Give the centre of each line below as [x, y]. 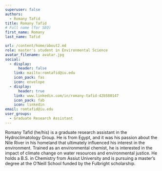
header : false [32, 68]
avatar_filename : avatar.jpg [35, 55]
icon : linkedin [29, 105]
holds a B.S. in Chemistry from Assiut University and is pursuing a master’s [80, 158]
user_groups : [18, 114]
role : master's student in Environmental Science [57, 50]
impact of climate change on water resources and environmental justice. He [81, 153]
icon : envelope [29, 82]
